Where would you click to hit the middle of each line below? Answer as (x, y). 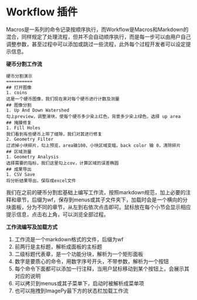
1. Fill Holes (23, 128)
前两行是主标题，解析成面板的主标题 (58, 247)
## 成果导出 (19, 169)
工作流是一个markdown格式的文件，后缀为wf (69, 239)
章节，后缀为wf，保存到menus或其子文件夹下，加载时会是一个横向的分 (102, 200)
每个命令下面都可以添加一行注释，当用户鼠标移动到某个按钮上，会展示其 (102, 268)
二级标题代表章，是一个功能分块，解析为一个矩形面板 (79, 254)
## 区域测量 (19, 151)
